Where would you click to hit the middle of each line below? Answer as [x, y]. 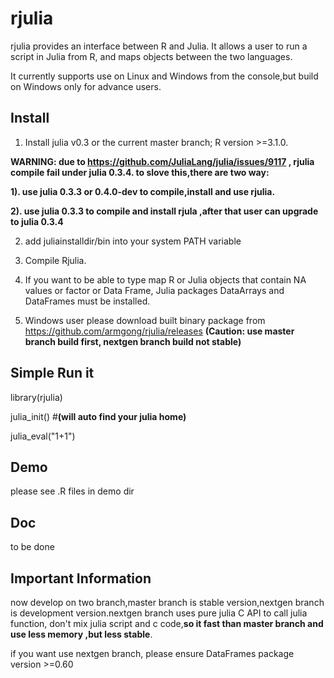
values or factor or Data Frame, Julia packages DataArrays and [154, 290]
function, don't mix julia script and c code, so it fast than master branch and [167, 623]
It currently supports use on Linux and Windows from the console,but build [164, 76]
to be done [32, 547]
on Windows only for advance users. [86, 86]
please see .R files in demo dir [72, 491]
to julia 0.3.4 [37, 221]
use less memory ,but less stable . [81, 634]
